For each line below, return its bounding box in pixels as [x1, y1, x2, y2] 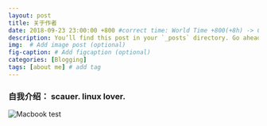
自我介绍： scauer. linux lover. [8, 90, 126, 101]
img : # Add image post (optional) [8, 41, 126, 49]
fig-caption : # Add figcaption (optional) [8, 48, 151, 56]
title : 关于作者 [8, 19, 57, 27]
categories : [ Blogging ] [8, 56, 87, 64]
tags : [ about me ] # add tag [8, 63, 102, 71]
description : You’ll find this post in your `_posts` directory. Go [8, 33, 240, 42]
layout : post [8, 11, 52, 20]
